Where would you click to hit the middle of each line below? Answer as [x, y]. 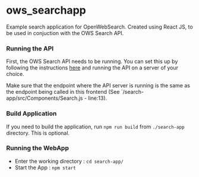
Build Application [31, 113]
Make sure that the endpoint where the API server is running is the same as [98, 86]
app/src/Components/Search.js [45, 98]
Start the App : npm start [45, 167]
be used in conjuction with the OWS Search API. [65, 33]
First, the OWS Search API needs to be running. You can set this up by [92, 61]
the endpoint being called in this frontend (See [63, 92]
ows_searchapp [46, 10]
